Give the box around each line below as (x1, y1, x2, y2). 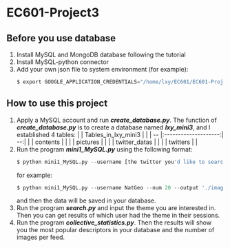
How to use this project (6, 98, 108, 110)
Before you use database (6, 32, 116, 44)
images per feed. (16, 233, 65, 242)
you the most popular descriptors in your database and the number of (16, 226, 215, 234)
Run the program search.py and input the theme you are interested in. (16, 204, 216, 212)
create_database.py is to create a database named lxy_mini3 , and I (16, 123, 211, 132)
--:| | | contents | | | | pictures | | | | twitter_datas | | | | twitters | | (16, 138, 198, 146)
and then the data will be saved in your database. (16, 196, 156, 205)
